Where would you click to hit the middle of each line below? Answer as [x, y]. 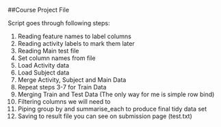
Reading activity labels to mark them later [76, 43]
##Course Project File [39, 10]
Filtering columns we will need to [64, 101]
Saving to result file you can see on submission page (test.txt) [105, 116]
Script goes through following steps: [59, 23]
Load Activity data [43, 65]
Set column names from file [56, 58]
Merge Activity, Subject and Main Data [72, 80]
